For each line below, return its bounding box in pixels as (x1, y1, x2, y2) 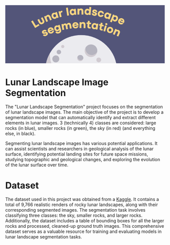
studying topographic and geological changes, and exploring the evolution (5, 157, 160, 163)
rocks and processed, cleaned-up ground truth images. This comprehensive (5, 223, 164, 229)
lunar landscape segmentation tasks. (5, 234, 82, 240)
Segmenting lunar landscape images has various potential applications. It (5, 140, 158, 146)
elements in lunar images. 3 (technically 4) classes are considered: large (5, 120, 156, 126)
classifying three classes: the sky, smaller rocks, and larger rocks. (5, 212, 143, 219)
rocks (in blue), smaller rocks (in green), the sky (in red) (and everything (5, 125, 156, 131)
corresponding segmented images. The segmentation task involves (5, 207, 146, 213)
